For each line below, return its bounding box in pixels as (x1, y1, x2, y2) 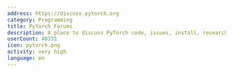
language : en (7, 55, 45, 62)
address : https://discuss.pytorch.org (7, 10, 119, 17)
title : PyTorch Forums (7, 23, 73, 29)
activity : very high (7, 49, 67, 56)
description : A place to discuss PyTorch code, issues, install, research (7, 29, 228, 36)
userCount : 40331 (7, 36, 58, 43)
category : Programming (7, 16, 73, 23)
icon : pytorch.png (7, 42, 60, 49)
